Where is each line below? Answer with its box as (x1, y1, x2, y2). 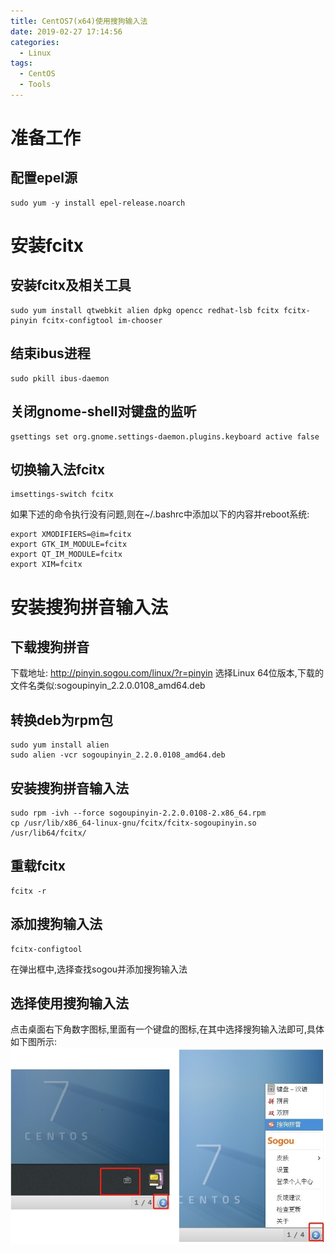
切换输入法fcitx (10, 461, 105, 478)
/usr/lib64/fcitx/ (10, 828, 87, 838)
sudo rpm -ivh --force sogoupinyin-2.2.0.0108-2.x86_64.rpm (10, 808, 267, 818)
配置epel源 (10, 170, 78, 187)
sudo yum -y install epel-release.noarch (10, 198, 186, 208)
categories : (10, 37, 60, 47)
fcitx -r (10, 886, 47, 896)
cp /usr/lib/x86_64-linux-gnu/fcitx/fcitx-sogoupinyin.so (10, 818, 257, 828)
